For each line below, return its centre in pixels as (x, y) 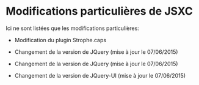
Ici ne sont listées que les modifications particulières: (73, 28)
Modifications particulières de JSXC (99, 11)
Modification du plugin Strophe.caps (60, 40)
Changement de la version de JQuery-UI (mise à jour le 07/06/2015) (100, 75)
